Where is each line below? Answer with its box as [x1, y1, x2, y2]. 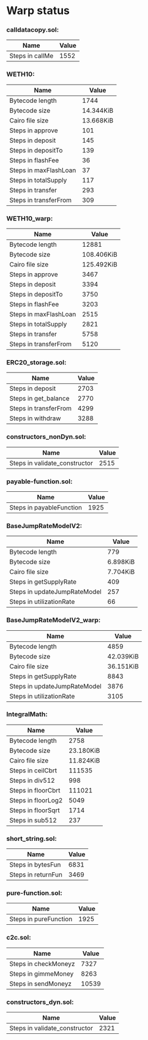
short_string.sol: [6, 834, 57, 843]
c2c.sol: [6, 933, 32, 942]
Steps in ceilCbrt [9, 766, 57, 775]
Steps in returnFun [9, 870, 63, 879]
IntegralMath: [6, 710, 48, 718]
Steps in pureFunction [9, 915, 73, 924]
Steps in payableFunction [9, 503, 83, 511]
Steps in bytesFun [9, 861, 61, 869]
